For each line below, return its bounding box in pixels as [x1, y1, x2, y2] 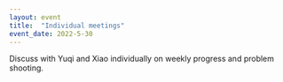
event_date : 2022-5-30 [9, 29, 93, 38]
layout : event [9, 12, 62, 22]
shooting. [9, 63, 44, 73]
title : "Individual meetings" [9, 21, 125, 30]
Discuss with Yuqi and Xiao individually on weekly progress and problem [9, 54, 275, 64]
